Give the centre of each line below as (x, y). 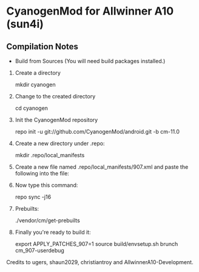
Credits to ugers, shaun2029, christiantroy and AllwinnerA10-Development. (100, 262)
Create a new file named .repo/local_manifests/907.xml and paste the (102, 167)
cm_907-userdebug (40, 250)
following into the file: (42, 173)
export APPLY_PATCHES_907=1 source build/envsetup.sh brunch (96, 244)
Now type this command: (46, 185)
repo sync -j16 (33, 197)
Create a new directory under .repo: (60, 143)
